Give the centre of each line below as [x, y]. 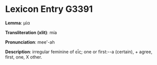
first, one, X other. [24, 57]
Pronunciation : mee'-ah [30, 42]
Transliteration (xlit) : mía [31, 32]
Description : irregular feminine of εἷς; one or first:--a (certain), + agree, [79, 52]
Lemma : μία [18, 23]
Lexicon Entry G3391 [49, 9]
